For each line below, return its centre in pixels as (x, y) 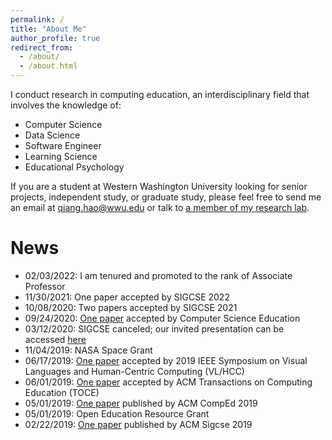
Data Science (52, 135)
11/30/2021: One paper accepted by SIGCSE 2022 (127, 297)
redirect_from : (42, 47)
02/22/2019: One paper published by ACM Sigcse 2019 (138, 424)
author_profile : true (55, 38)
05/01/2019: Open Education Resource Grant (117, 413)
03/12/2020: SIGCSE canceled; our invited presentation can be (154, 328)
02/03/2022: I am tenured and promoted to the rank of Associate (158, 275)
